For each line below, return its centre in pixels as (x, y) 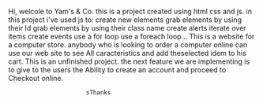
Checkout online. (36, 78)
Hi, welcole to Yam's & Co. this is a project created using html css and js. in (130, 11)
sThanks (98, 93)
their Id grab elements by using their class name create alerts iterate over (127, 28)
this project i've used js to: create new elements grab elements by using (125, 20)
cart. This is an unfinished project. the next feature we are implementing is (129, 61)
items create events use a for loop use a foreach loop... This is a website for (131, 36)
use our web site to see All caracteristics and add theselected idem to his (127, 53)
